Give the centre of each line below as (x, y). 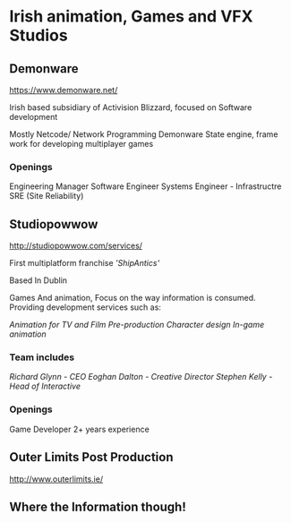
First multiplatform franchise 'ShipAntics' (85, 263)
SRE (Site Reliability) (47, 196)
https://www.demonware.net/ (64, 90)
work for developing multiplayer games (81, 144)
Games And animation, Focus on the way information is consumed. (133, 298)
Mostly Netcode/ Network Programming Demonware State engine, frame (144, 134)
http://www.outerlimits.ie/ (56, 479)
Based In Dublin (39, 280)
